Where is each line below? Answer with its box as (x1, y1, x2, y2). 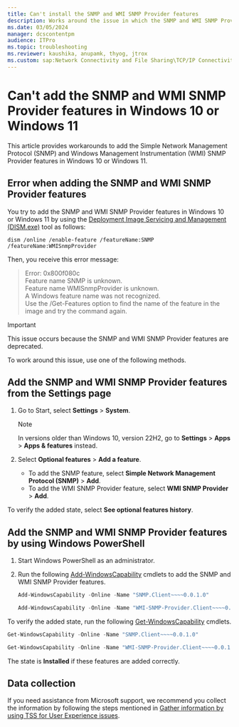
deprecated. (7, 341, 43, 350)
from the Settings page (7, 387, 112, 399)
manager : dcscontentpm (7, 30, 75, 38)
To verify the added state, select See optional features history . (7, 505, 193, 514)
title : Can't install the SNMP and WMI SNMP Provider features (7, 10, 199, 18)
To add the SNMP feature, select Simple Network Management (28, 469, 216, 478)
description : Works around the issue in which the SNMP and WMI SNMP (7, 17, 218, 24)
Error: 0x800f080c (24, 269, 80, 277)
